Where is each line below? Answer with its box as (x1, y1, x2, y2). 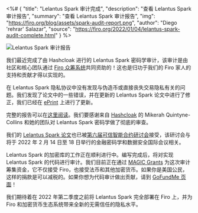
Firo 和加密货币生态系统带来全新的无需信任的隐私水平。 (6, 201, 142, 208)
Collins (6, 119, 23, 125)
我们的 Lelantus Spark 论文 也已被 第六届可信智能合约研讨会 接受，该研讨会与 (6, 131, 191, 138)
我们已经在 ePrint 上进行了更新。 (16, 99, 96, 105)
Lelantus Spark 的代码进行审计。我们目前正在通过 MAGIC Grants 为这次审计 (6, 159, 191, 166)
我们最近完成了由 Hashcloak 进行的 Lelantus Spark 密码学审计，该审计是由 (6, 57, 188, 63)
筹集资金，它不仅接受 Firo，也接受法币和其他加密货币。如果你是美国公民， (6, 166, 188, 173)
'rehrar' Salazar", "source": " (6, 25, 76, 33)
